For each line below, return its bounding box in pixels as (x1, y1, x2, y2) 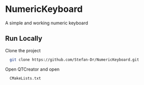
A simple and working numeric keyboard (5, 20, 88, 26)
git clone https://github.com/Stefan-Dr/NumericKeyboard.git (9, 57, 140, 62)
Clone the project (5, 47, 41, 53)
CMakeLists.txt (9, 76, 41, 81)
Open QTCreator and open (5, 66, 60, 72)
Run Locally (5, 34, 42, 43)
